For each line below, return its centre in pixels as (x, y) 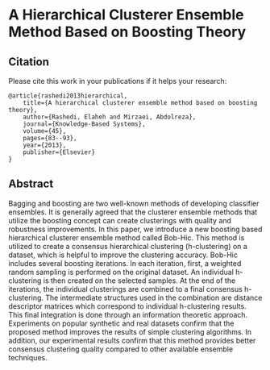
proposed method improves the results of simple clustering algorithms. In (130, 331)
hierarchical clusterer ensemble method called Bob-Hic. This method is (127, 237)
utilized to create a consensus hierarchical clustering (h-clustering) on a (128, 246)
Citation (29, 62)
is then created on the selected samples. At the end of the (139, 281)
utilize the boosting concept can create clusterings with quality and (120, 220)
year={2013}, (45, 145)
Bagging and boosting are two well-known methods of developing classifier (134, 203)
